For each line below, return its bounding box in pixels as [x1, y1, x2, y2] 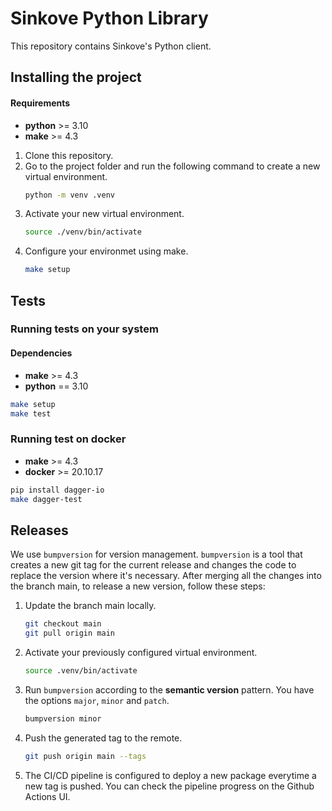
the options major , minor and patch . [24, 694, 170, 706]
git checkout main [24, 619, 102, 629]
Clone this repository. [24, 149, 114, 161]
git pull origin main [24, 628, 115, 639]
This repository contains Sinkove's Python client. [10, 40, 212, 52]
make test [10, 408, 52, 419]
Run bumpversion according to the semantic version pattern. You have [24, 683, 315, 696]
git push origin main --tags [24, 751, 147, 761]
